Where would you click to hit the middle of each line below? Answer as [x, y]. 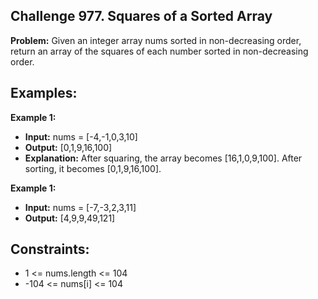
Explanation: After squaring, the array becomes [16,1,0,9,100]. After [163, 158]
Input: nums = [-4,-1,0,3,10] [81, 136]
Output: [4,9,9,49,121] [70, 218]
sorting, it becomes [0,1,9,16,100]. [93, 168]
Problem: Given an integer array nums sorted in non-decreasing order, [156, 40]
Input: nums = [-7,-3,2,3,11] [80, 207]
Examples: [44, 93]
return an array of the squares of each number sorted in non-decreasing [159, 51]
